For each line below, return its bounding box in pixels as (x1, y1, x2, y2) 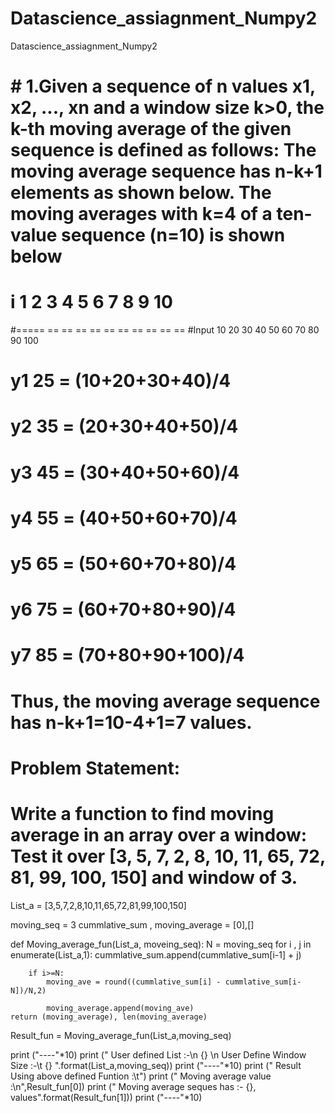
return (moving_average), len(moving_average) (10, 1012, 208, 1022)
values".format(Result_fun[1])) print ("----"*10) (10, 1091, 203, 1103)
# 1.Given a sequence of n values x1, (10, 75, 316, 98)
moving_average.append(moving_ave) (46, 1003, 195, 1013)
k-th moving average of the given (10, 118, 292, 141)
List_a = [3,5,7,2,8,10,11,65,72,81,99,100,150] (10, 899, 187, 911)
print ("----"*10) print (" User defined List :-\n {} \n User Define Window (10, 1048, 307, 1061)
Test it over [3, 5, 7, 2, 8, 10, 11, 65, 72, (10, 845, 326, 867)
